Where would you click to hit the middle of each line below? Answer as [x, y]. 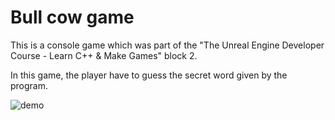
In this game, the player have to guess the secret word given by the [149, 75]
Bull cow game [72, 17]
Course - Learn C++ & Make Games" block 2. [104, 55]
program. [29, 85]
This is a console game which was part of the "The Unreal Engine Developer [167, 45]
